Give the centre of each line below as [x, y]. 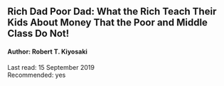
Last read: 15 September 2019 [51, 67]
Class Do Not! [38, 33]
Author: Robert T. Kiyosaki [47, 51]
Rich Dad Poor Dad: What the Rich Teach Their [112, 12]
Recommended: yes [37, 75]
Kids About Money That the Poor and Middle [108, 23]
